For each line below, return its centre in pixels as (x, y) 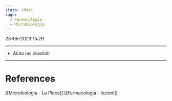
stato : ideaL (19, 10)
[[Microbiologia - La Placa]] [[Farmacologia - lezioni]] (61, 93)
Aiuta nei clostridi (31, 54)
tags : (11, 15)
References (30, 79)
